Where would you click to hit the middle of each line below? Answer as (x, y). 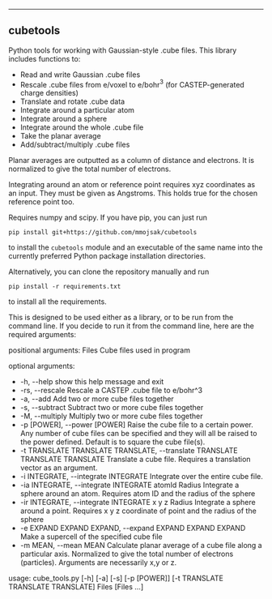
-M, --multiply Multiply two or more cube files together (112, 416)
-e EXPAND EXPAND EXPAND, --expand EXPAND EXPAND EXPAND (133, 528)
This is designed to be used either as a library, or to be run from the (121, 318)
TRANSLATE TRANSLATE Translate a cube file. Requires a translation (135, 460)
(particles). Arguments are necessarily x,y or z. (98, 563)
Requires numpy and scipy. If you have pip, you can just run (108, 218)
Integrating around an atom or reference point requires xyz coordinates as (132, 185)
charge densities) (49, 93)
